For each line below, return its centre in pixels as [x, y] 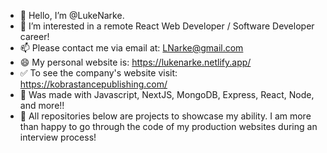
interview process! [58, 137]
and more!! [42, 105]
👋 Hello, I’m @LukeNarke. [72, 15]
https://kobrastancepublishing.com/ [93, 84]
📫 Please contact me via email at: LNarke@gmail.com [131, 48]
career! [34, 36]
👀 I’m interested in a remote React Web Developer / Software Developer [167, 26]
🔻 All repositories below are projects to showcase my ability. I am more [165, 116]
